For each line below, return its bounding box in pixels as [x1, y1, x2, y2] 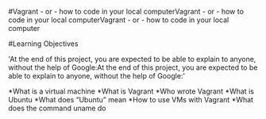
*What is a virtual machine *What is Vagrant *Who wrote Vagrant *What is [8, 86, 254, 96]
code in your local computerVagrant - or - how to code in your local [8, 15, 229, 25]
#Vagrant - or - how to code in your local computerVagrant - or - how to [8, 7, 245, 16]
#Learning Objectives [8, 39, 79, 48]
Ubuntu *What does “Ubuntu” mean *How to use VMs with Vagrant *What [8, 95, 254, 104]
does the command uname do [8, 103, 106, 113]
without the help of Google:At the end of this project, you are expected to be [8, 63, 258, 72]
